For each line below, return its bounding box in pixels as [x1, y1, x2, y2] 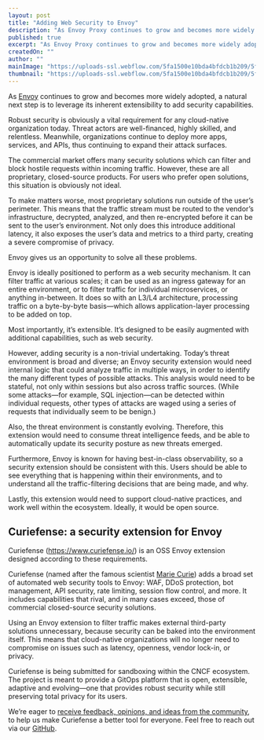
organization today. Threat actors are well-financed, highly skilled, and [8, 123, 237, 133]
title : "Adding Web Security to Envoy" [8, 19, 139, 27]
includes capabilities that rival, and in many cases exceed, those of [8, 595, 225, 604]
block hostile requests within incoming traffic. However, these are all [8, 163, 229, 173]
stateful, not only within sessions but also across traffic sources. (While [8, 382, 240, 391]
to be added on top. [8, 310, 72, 319]
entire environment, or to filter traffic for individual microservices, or [8, 284, 229, 294]
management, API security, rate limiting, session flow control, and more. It [8, 586, 247, 595]
